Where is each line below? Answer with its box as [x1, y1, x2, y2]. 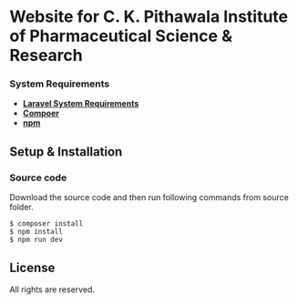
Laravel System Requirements [22, 98, 139, 109]
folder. [9, 202, 34, 213]
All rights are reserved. [9, 284, 96, 295]
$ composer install [9, 219, 84, 228]
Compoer [22, 107, 59, 119]
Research [9, 46, 84, 66]
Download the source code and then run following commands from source [9, 192, 289, 203]
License [9, 259, 56, 275]
